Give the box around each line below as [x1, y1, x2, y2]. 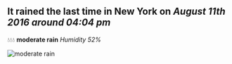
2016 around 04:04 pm [7, 17, 111, 29]
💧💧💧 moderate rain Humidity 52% [7, 35, 102, 44]
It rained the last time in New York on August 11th [7, 6, 226, 18]
